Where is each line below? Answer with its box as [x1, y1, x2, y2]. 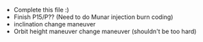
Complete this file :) [13, 6, 70, 14]
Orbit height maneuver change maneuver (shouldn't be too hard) [13, 27, 197, 35]
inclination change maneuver [13, 20, 96, 28]
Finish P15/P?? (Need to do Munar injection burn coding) [13, 13, 174, 21]
